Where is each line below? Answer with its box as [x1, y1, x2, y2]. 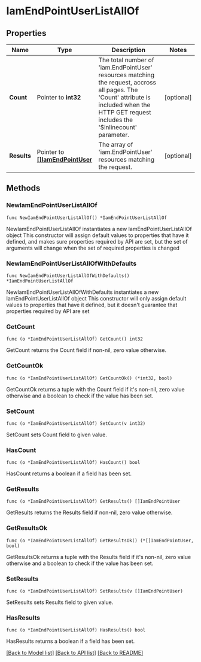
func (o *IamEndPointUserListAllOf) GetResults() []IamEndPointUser [6, 499, 181, 505]
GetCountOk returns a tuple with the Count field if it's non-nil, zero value [6, 385, 185, 393]
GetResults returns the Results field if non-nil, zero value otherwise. [6, 509, 173, 516]
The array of [98, 141, 133, 148]
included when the [98, 101, 151, 109]
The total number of [98, 56, 154, 64]
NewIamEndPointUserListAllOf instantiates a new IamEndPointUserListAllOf [6, 225, 193, 232]
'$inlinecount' [98, 123, 138, 131]
